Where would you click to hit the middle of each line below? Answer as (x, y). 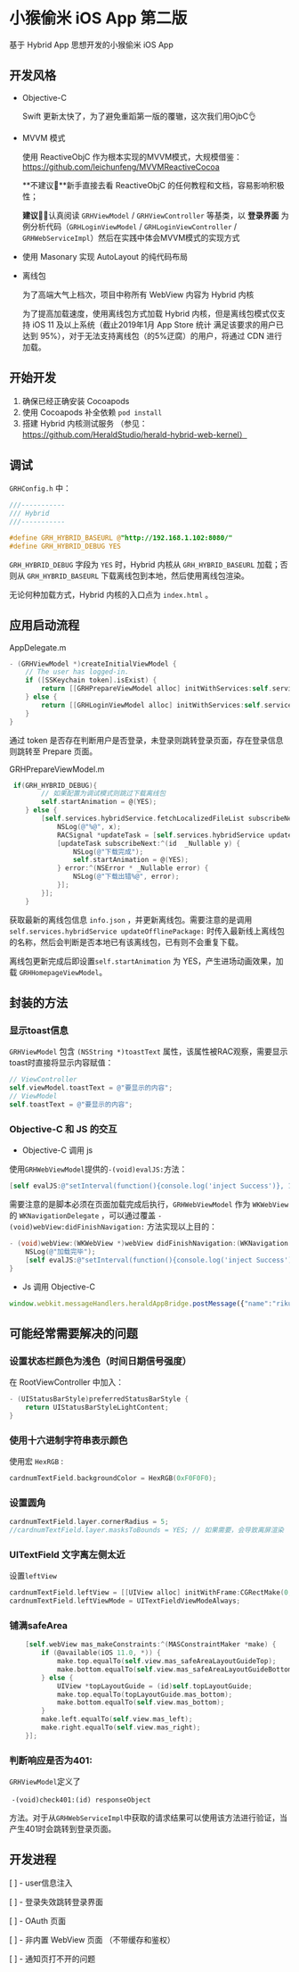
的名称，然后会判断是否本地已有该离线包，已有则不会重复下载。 (126, 941)
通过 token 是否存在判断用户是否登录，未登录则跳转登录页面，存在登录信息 (146, 740)
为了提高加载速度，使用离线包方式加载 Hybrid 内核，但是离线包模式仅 (150, 313)
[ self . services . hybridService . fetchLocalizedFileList (143, 819)
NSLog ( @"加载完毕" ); (61, 1251)
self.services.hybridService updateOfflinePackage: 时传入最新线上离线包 (147, 931)
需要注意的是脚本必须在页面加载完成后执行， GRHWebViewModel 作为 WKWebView (149, 1205)
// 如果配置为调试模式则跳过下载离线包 (104, 794)
